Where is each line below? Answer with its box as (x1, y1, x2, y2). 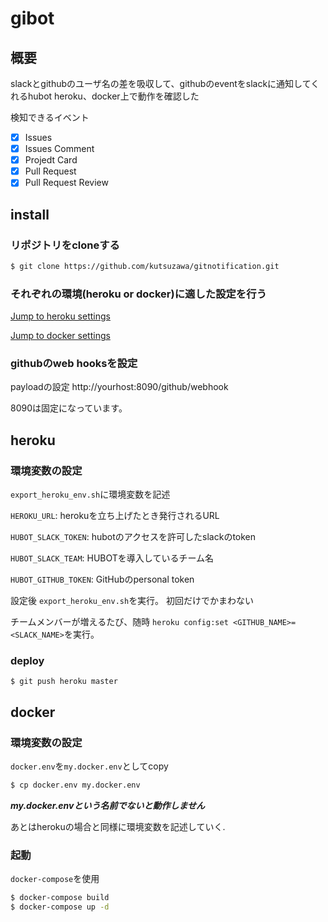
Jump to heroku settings (10, 310, 111, 322)
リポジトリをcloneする (10, 238, 120, 252)
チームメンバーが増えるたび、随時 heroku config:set (10, 616, 229, 628)
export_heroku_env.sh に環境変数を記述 (10, 488, 171, 501)
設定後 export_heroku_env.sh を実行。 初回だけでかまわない (10, 595, 255, 607)
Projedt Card (24, 154, 78, 166)
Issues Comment (24, 143, 95, 155)
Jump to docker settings (10, 330, 111, 342)
